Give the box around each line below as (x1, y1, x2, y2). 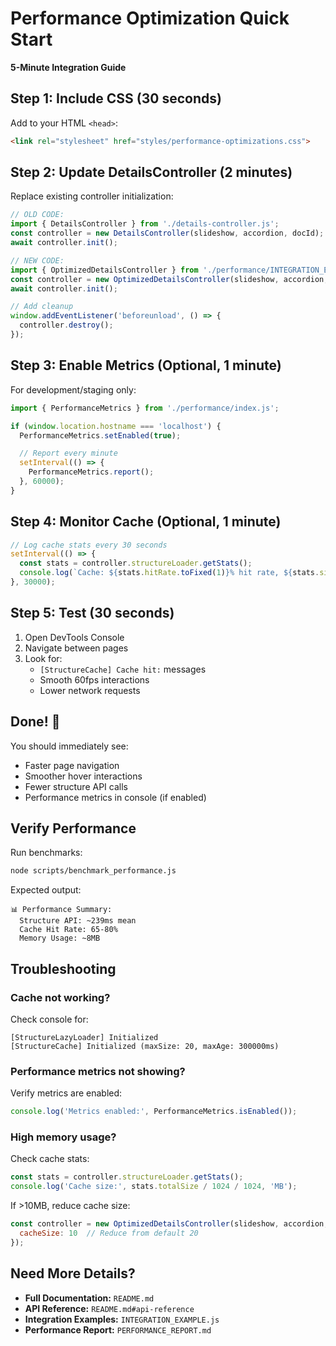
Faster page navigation (24, 759, 120, 771)
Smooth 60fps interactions (39, 673, 150, 686)
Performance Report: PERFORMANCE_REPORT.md (24, 1323, 212, 1336)
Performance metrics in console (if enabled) (24, 791, 207, 803)
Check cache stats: (10, 1153, 90, 1165)
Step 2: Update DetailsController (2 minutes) (10, 164, 293, 181)
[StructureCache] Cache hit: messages (39, 663, 207, 675)
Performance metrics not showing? (10, 1064, 186, 1078)
